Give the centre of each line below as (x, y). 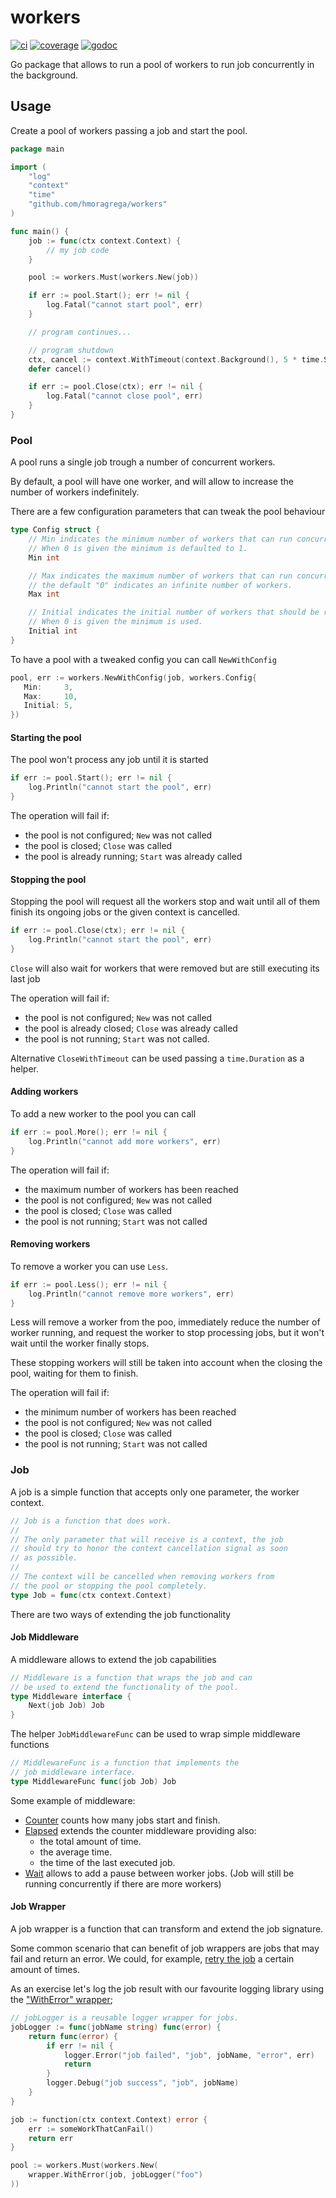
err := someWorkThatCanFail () (91, 2129)
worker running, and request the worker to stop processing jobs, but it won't (167, 1333)
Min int (44, 557)
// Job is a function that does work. (91, 1521)
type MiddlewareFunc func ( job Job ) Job (93, 1781)
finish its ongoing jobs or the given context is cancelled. (125, 912)
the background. (44, 75)
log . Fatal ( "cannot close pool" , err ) (124, 396)
